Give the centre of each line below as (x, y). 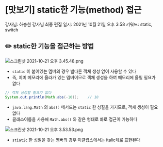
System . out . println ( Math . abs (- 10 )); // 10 (52, 97)
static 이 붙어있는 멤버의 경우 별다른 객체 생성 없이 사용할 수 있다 (74, 71)
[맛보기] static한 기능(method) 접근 (73, 10)
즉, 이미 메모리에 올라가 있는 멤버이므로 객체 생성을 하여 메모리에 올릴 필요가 (84, 77)
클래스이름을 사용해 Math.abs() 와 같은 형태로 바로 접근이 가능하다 (75, 119)
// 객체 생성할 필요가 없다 (28, 93)
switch (12, 30)
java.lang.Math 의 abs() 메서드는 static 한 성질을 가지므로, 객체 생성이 (81, 107)
